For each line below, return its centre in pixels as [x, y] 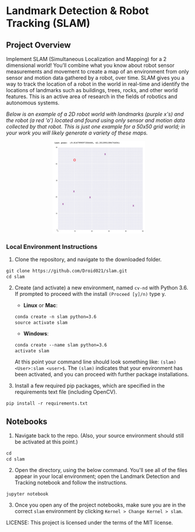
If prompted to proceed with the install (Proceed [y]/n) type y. [90, 294]
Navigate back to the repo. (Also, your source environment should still [99, 436]
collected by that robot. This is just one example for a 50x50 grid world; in [96, 127]
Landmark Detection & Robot [78, 11]
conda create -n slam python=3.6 [56, 317]
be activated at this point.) [46, 442]
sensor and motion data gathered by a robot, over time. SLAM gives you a [95, 78]
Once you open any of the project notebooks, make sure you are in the [100, 505]
